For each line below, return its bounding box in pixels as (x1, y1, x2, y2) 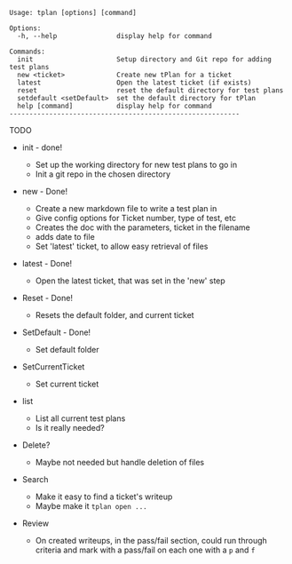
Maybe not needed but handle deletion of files (35, 457, 205, 467)
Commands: (9, 47, 46, 56)
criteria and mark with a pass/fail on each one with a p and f (35, 544, 256, 555)
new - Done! (21, 187, 68, 196)
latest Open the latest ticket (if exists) (17, 78, 252, 87)
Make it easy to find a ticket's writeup (35, 491, 173, 502)
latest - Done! (21, 258, 73, 268)
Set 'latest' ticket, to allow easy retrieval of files (35, 241, 209, 251)
